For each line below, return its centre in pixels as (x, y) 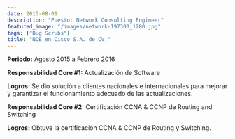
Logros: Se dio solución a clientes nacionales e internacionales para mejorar (117, 86)
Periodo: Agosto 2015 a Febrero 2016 (61, 59)
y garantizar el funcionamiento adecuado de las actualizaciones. (100, 94)
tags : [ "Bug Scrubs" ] (39, 33)
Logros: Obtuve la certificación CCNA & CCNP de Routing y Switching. (109, 128)
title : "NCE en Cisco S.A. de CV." (59, 40)
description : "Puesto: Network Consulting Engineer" (86, 20)
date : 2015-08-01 (33, 14)
